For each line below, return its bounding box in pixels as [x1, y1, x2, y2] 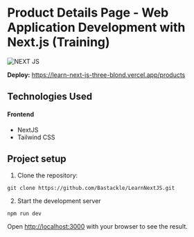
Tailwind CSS [17, 133, 55, 141]
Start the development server [17, 197, 102, 205]
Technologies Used [7, 91, 92, 103]
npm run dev [7, 210, 42, 218]
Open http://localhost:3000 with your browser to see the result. [7, 222, 188, 231]
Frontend [7, 109, 35, 119]
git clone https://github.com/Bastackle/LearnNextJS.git [7, 185, 175, 192]
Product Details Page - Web [7, 5, 169, 21]
